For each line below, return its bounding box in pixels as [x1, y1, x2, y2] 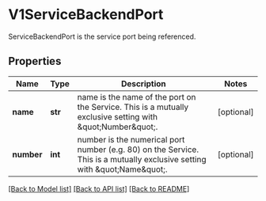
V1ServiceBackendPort [8, 6, 164, 24]
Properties [8, 55, 62, 68]
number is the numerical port [77, 134, 185, 145]
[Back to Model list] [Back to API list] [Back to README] [8, 184, 190, 193]
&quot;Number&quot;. [77, 121, 158, 132]
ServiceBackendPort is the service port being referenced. [8, 32, 196, 41]
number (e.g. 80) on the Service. [77, 144, 199, 155]
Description [121, 78, 166, 89]
